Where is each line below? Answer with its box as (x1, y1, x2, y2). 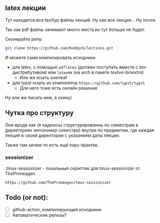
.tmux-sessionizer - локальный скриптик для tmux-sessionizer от (5, 165, 140, 171)
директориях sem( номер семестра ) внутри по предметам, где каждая (5, 127, 155, 133)
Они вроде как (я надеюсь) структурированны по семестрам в (5, 122, 139, 127)
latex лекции (5, 4, 46, 12)
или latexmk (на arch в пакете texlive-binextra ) (48, 69, 144, 75)
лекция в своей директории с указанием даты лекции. (5, 132, 121, 138)
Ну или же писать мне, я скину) (5, 95, 72, 100)
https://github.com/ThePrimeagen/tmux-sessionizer (5, 180, 111, 185)
